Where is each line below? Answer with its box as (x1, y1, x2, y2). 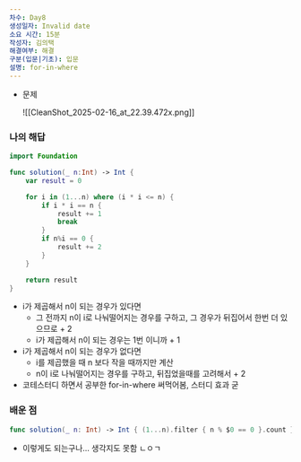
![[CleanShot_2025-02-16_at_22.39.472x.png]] (21, 107, 195, 118)
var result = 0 (25, 176, 82, 185)
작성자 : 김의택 (9, 38, 55, 48)
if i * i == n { (41, 201, 102, 210)
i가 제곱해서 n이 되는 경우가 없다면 (21, 346, 142, 357)
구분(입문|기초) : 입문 (9, 55, 79, 64)
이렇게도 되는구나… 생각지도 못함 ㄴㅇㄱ (21, 442, 161, 453)
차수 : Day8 (9, 13, 47, 22)
